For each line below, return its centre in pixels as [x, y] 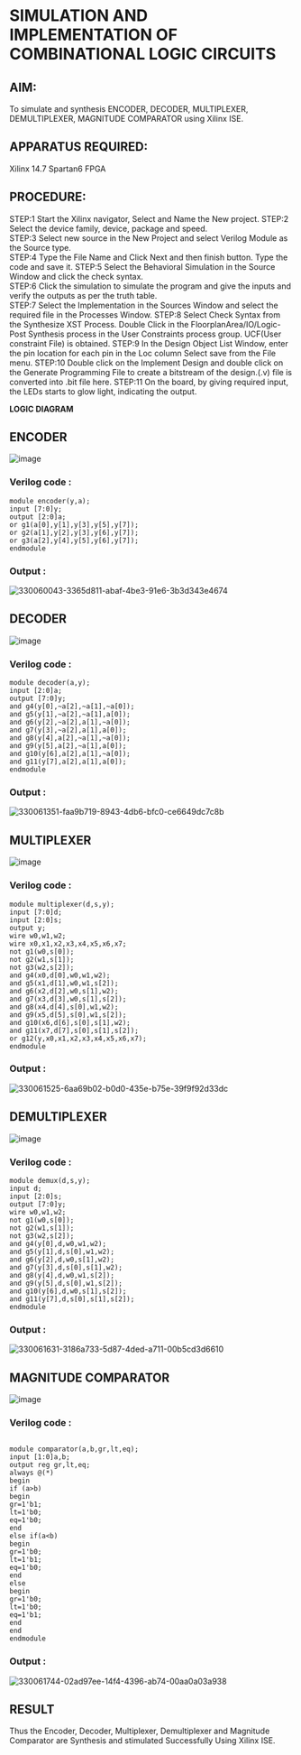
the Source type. [41, 247]
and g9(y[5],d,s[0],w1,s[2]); [66, 1283]
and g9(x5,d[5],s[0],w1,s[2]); [68, 1015]
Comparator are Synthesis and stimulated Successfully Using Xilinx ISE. [142, 1741]
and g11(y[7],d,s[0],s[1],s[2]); [72, 1299]
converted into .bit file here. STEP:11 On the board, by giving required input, [149, 382]
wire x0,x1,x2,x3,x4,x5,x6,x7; [68, 944]
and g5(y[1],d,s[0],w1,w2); [62, 1252]
